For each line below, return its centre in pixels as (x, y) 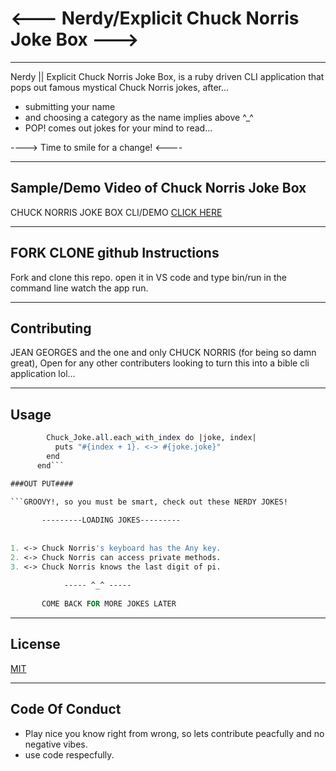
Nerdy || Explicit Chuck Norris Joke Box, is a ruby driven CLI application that (167, 76)
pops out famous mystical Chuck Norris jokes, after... (120, 87)
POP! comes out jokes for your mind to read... (118, 128)
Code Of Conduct (66, 709)
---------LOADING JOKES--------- (111, 520)
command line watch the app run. (79, 288)
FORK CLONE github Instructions (115, 253)
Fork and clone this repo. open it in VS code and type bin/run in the (148, 277)
